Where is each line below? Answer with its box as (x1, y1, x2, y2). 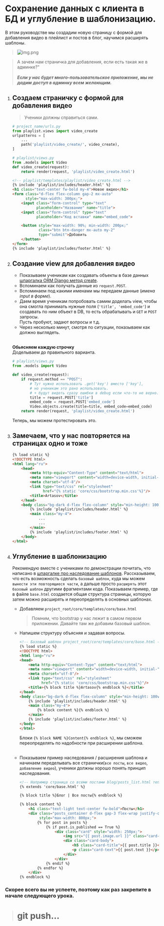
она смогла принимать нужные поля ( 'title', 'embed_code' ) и (19, 304, 150, 310)
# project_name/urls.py (12, 124, 61, 129)
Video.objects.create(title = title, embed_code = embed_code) (30, 404, 152, 409)
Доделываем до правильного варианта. (12, 349, 96, 355)
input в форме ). (19, 293, 52, 299)
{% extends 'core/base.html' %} (19, 784, 85, 789)
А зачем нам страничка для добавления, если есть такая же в (17, 59, 148, 65)
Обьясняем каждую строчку (12, 344, 75, 350)
